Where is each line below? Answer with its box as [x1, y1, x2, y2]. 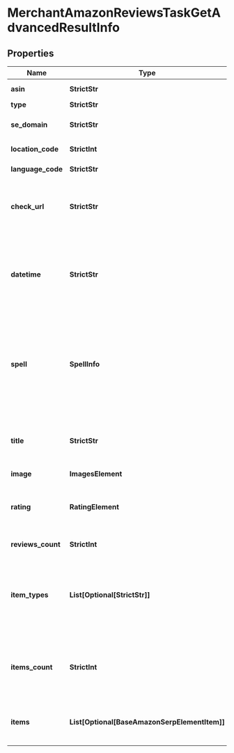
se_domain [10, 120, 48, 130]
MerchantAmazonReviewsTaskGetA [7, 5, 221, 21]
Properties [7, 47, 54, 59]
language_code [10, 164, 63, 173]
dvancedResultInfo [7, 20, 120, 36]
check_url [10, 202, 45, 211]
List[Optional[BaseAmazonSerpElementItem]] [69, 717, 225, 727]
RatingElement [69, 502, 120, 511]
